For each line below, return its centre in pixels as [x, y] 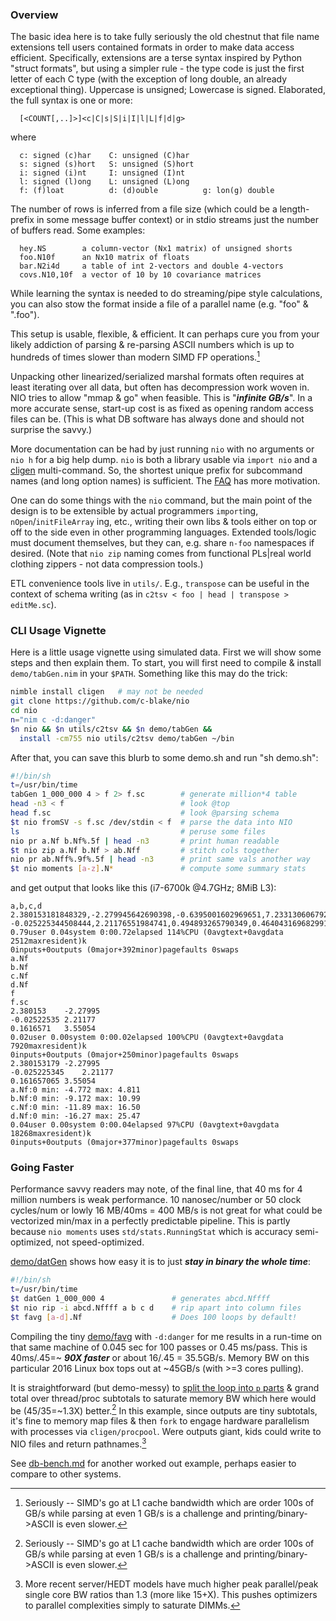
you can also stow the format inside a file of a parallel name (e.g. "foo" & [159, 304]
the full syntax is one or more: [71, 100]
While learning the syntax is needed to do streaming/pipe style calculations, [166, 294]
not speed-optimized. [100, 1242]
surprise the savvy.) [51, 429]
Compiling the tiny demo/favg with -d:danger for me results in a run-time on [166, 1336]
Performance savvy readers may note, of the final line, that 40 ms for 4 [156, 1189]
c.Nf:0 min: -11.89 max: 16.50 [75, 1108]
